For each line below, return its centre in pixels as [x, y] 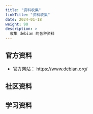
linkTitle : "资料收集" [28, 15]
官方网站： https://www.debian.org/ [50, 69]
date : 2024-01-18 [24, 19]
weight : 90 [17, 24]
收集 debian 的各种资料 [32, 34]
